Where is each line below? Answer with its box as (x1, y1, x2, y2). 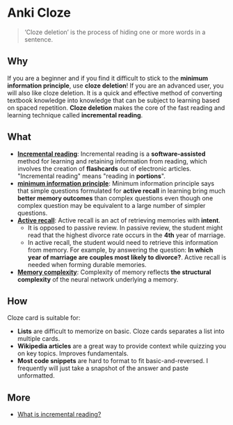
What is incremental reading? (17, 410, 102, 419)
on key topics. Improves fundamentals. (17, 349, 129, 358)
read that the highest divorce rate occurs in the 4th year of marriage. (27, 231, 226, 239)
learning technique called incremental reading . (7, 111, 143, 119)
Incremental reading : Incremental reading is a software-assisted (17, 150, 206, 158)
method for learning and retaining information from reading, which (17, 157, 207, 165)
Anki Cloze (7, 5, 71, 21)
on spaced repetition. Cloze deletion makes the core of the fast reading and (7, 103, 225, 112)
